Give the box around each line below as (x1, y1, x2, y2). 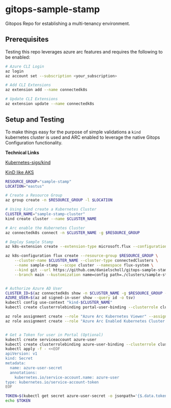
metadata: (5, 361, 26, 366)
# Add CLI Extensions (5, 82, 51, 88)
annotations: (10, 370, 38, 375)
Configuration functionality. (5, 139, 63, 145)
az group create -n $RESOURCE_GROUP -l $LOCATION (5, 197, 113, 203)
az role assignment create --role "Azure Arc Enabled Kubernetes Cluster (5, 318, 165, 324)
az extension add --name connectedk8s (5, 88, 88, 93)
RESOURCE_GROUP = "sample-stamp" (5, 179, 72, 184)
